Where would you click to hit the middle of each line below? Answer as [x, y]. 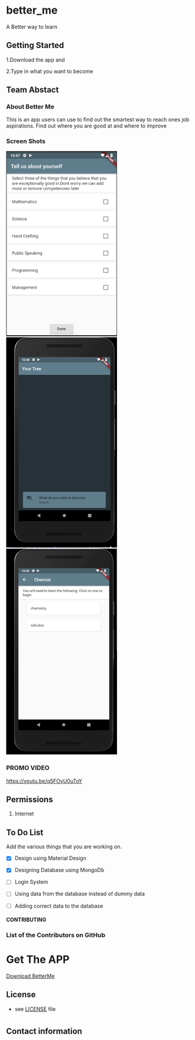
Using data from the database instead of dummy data [80, 894]
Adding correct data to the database [59, 906]
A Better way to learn [32, 27]
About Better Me [30, 107]
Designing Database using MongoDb [59, 870]
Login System [31, 882]
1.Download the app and [35, 59]
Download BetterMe [30, 976]
